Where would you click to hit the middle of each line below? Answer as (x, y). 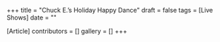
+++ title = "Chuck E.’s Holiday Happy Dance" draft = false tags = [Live (110, 10)
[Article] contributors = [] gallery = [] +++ (67, 31)
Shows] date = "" (32, 17)
